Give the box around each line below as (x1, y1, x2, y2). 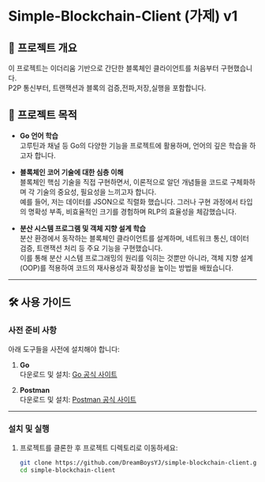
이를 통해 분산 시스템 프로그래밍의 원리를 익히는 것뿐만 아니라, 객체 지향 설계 (19, 253, 254, 263)
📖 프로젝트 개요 (8, 41, 77, 54)
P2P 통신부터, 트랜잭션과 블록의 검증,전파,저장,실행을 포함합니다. (8, 84, 207, 92)
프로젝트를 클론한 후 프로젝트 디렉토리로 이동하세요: (19, 443, 178, 452)
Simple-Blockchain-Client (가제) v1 (8, 7, 238, 25)
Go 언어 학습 (19, 131, 59, 140)
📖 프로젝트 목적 (8, 108, 77, 122)
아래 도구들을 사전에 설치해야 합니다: (8, 344, 120, 353)
